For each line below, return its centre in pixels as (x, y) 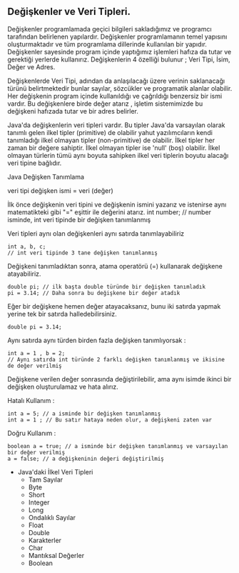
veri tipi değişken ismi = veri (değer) (61, 190)
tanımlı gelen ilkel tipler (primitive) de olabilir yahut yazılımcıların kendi (110, 132)
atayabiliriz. (24, 274)
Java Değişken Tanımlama (46, 176)
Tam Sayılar (46, 479)
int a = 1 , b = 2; (36, 353)
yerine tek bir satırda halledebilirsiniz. (62, 314)
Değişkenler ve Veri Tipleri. (69, 12)
